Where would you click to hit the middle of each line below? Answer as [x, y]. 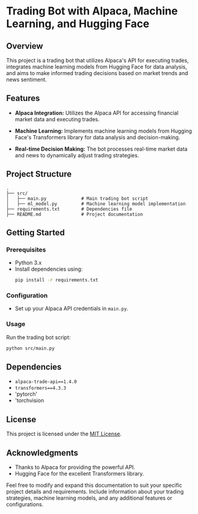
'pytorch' [26, 394]
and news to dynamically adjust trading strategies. [77, 155]
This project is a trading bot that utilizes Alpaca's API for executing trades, [98, 60]
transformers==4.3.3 [40, 389]
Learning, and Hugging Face [78, 24]
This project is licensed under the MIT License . [64, 434]
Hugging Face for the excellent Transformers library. [80, 474]
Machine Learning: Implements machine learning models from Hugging [103, 131]
